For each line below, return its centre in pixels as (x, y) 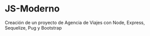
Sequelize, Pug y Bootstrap (33, 27)
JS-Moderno (32, 9)
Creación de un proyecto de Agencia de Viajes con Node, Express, (75, 22)
